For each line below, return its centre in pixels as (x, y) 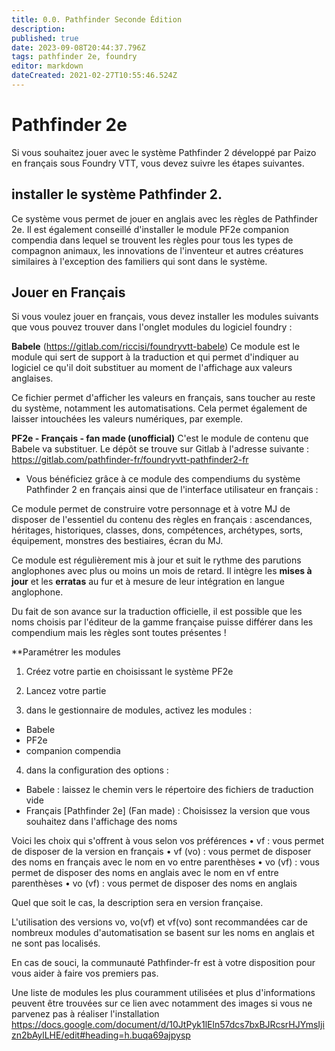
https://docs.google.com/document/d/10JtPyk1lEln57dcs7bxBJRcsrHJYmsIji (168, 1025)
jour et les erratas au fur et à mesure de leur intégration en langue (148, 582)
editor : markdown (47, 66)
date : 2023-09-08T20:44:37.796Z (78, 47)
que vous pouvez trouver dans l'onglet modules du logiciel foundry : (152, 327)
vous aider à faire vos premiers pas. (85, 973)
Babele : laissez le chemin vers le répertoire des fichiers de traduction (169, 790)
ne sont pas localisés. (56, 943)
